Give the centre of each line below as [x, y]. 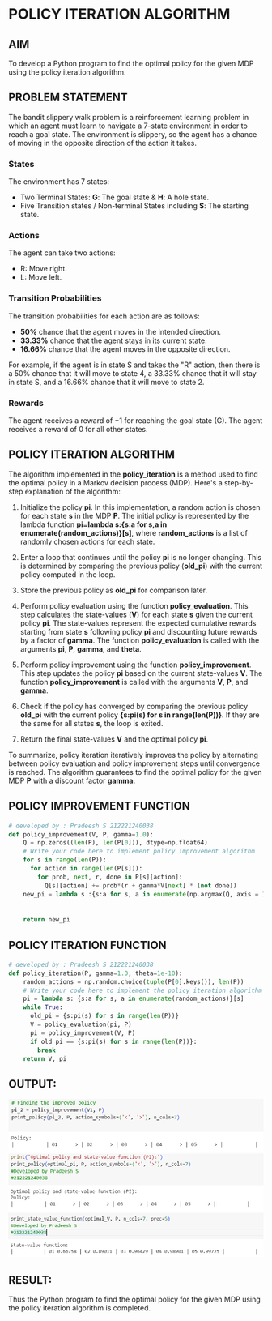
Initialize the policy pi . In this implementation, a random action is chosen [140, 507]
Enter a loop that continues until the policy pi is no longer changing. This [140, 557]
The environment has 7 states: [59, 182]
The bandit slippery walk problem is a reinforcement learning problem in [129, 117]
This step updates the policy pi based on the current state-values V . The [141, 673]
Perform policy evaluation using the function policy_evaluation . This [134, 605]
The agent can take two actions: [62, 253]
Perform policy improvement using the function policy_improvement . [136, 665]
